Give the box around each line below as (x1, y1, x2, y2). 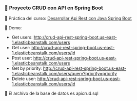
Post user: (11, 55, 33, 61)
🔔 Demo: (4, 25, 22, 31)
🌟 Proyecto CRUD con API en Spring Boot (4, 4, 103, 11)
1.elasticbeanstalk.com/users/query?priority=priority (11, 71, 117, 77)
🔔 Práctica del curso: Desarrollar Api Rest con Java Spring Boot (4, 16, 132, 21)
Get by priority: (11, 65, 42, 71)
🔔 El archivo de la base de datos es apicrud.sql (4, 90, 98, 97)
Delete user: (11, 76, 37, 82)
